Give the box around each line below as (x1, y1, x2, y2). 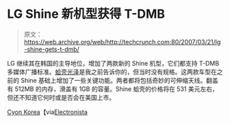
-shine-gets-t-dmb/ (23, 45, 80, 53)
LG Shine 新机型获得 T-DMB (7, 6, 166, 22)
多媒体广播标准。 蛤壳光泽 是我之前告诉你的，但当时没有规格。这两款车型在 (7, 68, 217, 76)
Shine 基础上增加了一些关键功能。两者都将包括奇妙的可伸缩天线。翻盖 (20, 76, 218, 84)
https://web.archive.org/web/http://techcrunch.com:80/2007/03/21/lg (23, 38, 221, 46)
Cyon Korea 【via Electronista (7, 107, 88, 116)
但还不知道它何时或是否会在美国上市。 (7, 93, 115, 101)
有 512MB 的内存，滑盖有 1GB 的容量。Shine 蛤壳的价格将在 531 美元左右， (7, 85, 218, 93)
